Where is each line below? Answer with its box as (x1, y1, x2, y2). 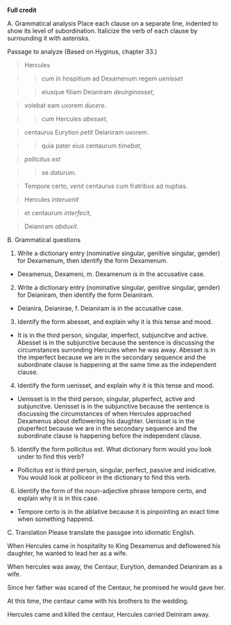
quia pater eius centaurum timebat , (41, 142, 142, 150)
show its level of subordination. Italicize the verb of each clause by (7, 27, 198, 35)
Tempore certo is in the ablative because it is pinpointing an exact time (17, 508, 220, 515)
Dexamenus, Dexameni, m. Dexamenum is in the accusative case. (17, 270, 205, 278)
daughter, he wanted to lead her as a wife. (7, 549, 128, 557)
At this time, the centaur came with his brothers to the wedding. (7, 597, 189, 605)
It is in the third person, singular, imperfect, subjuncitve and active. (17, 331, 208, 339)
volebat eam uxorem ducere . (24, 101, 107, 110)
